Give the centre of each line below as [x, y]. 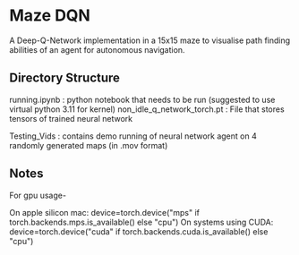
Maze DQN [50, 16]
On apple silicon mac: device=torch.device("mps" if [104, 212]
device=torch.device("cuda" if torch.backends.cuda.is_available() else [139, 231]
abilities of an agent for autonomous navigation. [97, 49]
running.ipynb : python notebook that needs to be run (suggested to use [142, 99]
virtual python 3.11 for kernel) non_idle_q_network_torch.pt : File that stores [147, 109]
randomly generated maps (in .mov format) [89, 145]
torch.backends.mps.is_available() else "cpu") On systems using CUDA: [141, 222]
